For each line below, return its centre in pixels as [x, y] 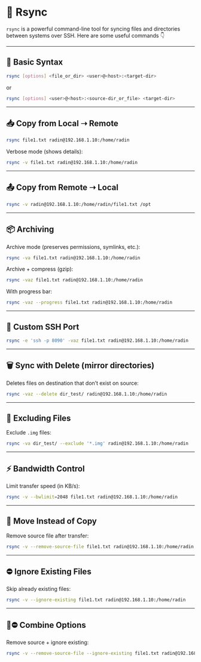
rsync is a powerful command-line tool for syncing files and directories [93, 29]
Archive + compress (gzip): [40, 269]
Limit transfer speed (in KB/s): [43, 486]
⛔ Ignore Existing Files [49, 572]
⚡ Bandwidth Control [45, 468]
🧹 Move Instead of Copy [51, 521]
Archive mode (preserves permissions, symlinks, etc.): [73, 247]
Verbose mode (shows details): [45, 151]
